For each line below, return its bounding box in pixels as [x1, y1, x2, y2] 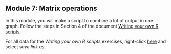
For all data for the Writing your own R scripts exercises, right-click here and [5, 38, 166, 44]
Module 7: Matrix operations [5, 4, 97, 13]
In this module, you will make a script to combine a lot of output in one [5, 17, 154, 23]
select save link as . [5, 43, 46, 50]
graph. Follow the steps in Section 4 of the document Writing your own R [5, 23, 159, 29]
